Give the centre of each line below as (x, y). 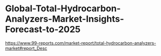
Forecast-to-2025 (43, 29)
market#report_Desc (26, 48)
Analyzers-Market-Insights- (65, 19)
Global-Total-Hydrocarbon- (63, 9)
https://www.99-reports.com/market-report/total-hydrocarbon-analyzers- (81, 43)
